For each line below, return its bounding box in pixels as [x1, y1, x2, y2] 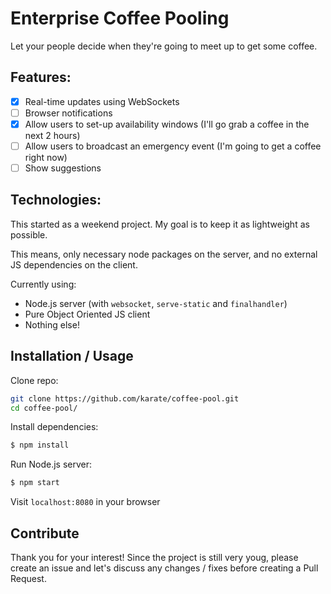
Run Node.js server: [10, 458, 93, 471]
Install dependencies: [10, 421, 99, 433]
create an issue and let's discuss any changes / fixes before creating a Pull [10, 562, 319, 574]
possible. [10, 228, 48, 241]
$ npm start [10, 478, 60, 488]
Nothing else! [24, 318, 80, 331]
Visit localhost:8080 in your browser [10, 496, 161, 508]
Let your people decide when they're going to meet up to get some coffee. [10, 40, 318, 52]
